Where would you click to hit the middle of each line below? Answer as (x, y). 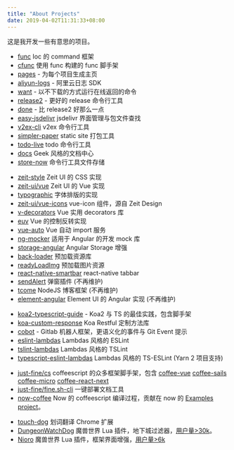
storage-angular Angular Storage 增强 (72, 247)
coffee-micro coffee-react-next (63, 380)
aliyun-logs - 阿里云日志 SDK (59, 82)
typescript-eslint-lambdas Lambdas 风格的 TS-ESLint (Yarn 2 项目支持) (120, 358)
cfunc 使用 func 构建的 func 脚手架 (68, 65)
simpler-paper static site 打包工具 (66, 135)
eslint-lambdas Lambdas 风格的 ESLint (73, 340)
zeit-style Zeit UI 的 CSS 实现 (59, 177)
